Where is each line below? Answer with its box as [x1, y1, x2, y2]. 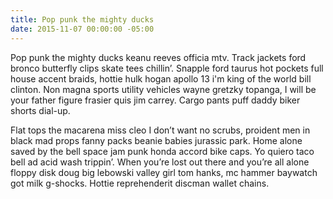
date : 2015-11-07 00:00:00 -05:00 [10, 24, 155, 34]
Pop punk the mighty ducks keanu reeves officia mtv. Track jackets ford [10, 51, 307, 63]
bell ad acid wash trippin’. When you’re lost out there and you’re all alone [10, 156, 310, 168]
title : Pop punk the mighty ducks [10, 14, 155, 25]
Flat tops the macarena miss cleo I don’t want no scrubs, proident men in [10, 124, 311, 136]
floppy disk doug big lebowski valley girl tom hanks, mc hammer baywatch [10, 166, 318, 178]
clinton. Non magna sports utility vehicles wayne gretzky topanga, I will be [10, 83, 317, 95]
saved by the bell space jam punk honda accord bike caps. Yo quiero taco [10, 145, 315, 157]
